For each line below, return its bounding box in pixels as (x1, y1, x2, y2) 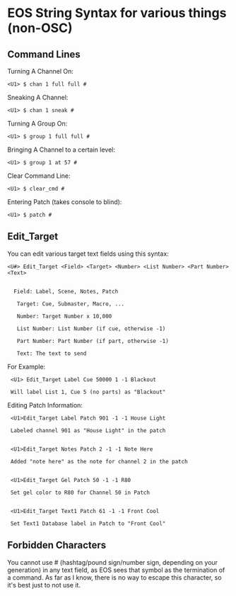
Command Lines (7, 48, 81, 60)
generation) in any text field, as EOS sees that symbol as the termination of (7, 566, 225, 574)
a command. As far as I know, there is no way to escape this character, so (7, 573, 222, 582)
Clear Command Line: (7, 172, 71, 180)
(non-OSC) (7, 20, 73, 36)
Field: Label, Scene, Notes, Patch (13, 288, 119, 295)
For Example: (7, 362, 46, 371)
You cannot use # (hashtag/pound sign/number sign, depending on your (7, 558, 218, 566)
